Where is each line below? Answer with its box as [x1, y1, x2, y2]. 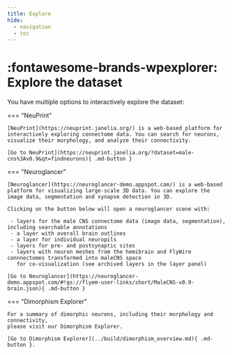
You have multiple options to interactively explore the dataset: [7, 98, 185, 106]
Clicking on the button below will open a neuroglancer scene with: [7, 205, 210, 213]
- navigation [13, 23, 52, 30]
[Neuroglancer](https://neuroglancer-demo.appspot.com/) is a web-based [7, 181, 223, 189]
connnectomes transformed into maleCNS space [7, 254, 141, 262]
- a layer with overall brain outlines [10, 230, 127, 238]
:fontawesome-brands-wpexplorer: [7, 60, 218, 75]
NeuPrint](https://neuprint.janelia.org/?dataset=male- [29, 150, 195, 157]
